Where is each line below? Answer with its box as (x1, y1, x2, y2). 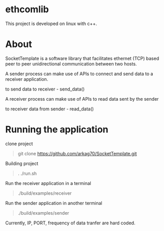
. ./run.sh (17, 170, 37, 176)
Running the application (5, 124, 108, 135)
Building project (5, 160, 39, 167)
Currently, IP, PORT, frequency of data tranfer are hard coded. (5, 220, 136, 226)
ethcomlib (5, 4, 49, 15)
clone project (5, 141, 33, 147)
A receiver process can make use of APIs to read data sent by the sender (5, 96, 159, 102)
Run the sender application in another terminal (5, 200, 103, 206)
